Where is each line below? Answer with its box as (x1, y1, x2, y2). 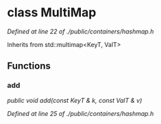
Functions (7, 60, 51, 72)
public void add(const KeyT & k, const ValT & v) (7, 96, 143, 104)
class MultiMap (7, 5, 97, 20)
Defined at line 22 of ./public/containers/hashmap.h (7, 27, 154, 35)
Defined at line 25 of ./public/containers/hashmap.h (7, 109, 154, 117)
